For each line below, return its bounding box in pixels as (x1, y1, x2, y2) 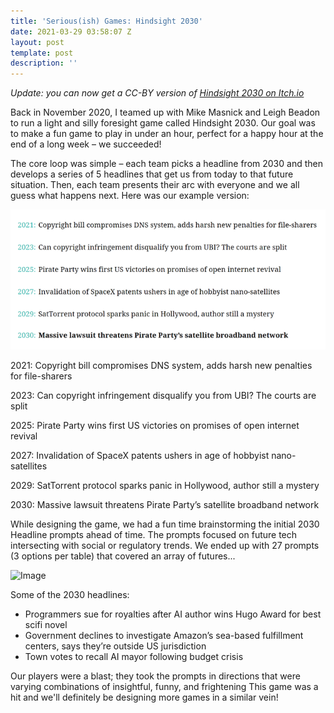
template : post (10, 48, 74, 58)
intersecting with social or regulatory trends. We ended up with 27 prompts (10, 539, 320, 551)
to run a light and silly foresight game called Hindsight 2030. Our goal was (10, 117, 316, 129)
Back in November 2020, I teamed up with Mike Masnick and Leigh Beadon (10, 106, 321, 119)
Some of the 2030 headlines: (10, 588, 130, 600)
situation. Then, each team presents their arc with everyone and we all (10, 179, 300, 191)
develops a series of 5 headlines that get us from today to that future (10, 168, 294, 180)
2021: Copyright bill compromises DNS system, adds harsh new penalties (10, 359, 313, 371)
